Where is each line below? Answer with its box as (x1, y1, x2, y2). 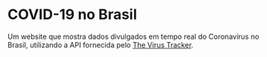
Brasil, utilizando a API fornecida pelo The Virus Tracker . (7, 40, 194, 49)
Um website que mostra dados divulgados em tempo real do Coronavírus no (7, 32, 260, 41)
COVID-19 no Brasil (7, 6, 138, 24)
